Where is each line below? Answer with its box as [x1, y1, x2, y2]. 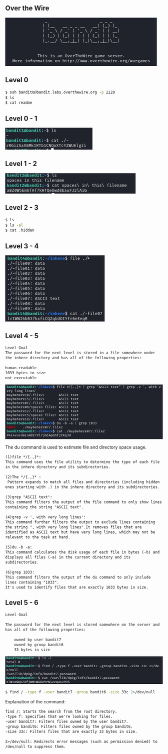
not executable [5, 375, 37, 380]
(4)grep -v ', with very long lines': [5, 514, 86, 520]
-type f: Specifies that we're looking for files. [5, 714, 113, 719]
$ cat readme [5, 100, 32, 105]
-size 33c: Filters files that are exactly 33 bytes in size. [5, 729, 137, 734]
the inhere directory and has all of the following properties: [5, 355, 142, 360]
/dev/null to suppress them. [5, 744, 66, 749]
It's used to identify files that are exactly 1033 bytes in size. [5, 584, 149, 590]
